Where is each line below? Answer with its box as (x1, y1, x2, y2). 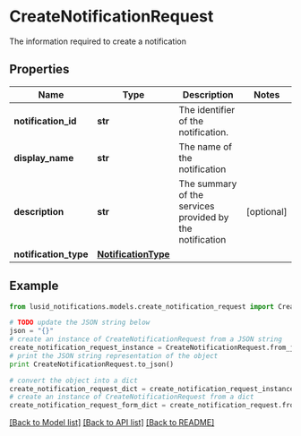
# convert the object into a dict (9, 376, 139, 385)
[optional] (245, 205, 288, 218)
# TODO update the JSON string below (9, 318, 150, 328)
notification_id (13, 115, 77, 127)
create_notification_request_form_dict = (9, 401, 167, 410)
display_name (13, 151, 74, 164)
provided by (178, 210, 229, 223)
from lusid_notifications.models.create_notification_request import (9, 302, 275, 311)
